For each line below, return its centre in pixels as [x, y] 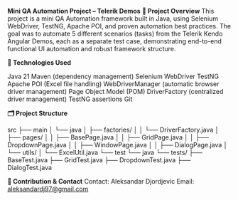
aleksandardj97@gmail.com [48, 189]
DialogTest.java [29, 168]
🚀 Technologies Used [39, 63]
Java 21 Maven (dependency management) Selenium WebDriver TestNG [113, 76]
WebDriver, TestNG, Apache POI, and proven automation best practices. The [119, 26]
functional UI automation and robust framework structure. [92, 49]
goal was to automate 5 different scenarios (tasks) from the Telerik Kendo [115, 33]
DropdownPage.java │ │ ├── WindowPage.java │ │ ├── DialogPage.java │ [118, 145]
